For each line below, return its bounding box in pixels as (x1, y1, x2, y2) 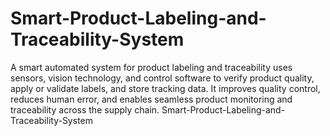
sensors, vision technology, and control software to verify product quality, (10, 72, 315, 84)
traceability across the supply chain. (10, 103, 160, 116)
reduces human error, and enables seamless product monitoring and (10, 93, 293, 105)
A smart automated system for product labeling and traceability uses (10, 61, 293, 73)
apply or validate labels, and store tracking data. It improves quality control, (10, 82, 321, 94)
